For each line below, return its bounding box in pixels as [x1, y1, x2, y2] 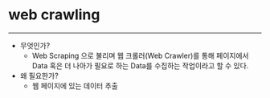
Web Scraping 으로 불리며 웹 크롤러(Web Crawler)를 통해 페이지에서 [31, 51, 249, 60]
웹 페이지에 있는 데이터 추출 [31, 80, 118, 90]
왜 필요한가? [19, 71, 59, 80]
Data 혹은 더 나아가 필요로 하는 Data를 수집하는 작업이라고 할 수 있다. [31, 60, 249, 70]
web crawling [8, 6, 100, 24]
